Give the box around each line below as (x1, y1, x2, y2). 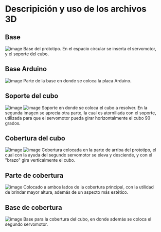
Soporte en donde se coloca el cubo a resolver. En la (41, 105, 147, 110)
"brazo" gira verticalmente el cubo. (5, 157, 75, 163)
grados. (5, 120, 21, 126)
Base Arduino (5, 65, 47, 73)
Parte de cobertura (5, 171, 64, 180)
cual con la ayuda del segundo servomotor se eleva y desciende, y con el (5, 152, 152, 158)
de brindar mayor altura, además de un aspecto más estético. (5, 189, 128, 195)
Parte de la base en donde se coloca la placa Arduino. (23, 77, 132, 83)
